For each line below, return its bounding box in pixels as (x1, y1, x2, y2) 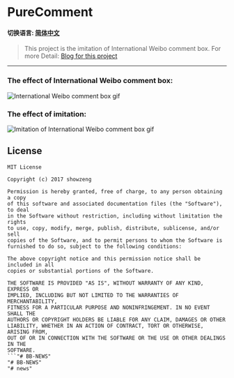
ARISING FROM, (7, 328, 49, 335)
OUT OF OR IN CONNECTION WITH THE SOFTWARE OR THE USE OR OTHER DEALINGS (7, 334, 226, 342)
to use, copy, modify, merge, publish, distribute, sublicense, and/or (7, 225, 219, 232)
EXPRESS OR (7, 285, 39, 293)
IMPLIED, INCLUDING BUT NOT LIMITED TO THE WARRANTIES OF (7, 292, 179, 298)
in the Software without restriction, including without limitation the (7, 212, 223, 220)
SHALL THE (7, 310, 36, 317)
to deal (7, 206, 30, 213)
